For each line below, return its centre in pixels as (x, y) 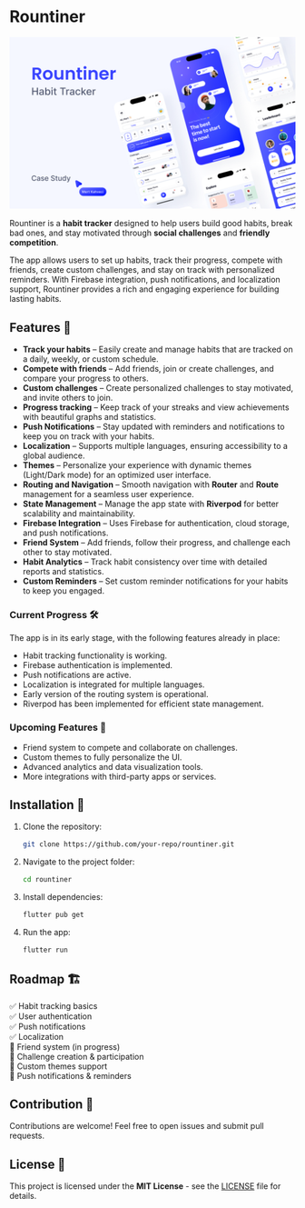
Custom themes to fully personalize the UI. (102, 757)
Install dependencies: (63, 897)
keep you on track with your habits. (89, 436)
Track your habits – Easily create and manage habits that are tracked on (157, 349)
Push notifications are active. (77, 675)
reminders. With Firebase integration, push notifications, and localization (145, 280)
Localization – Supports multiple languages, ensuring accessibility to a (155, 445)
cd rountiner (47, 880)
